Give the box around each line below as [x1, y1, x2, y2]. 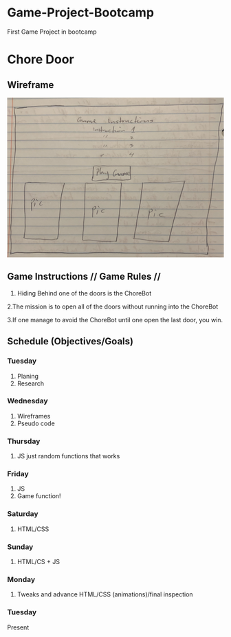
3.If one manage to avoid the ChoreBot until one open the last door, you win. [7, 315, 223, 324]
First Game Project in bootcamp [7, 27, 98, 36]
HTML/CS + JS [16, 558, 60, 566]
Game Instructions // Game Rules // [7, 271, 162, 282]
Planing [16, 372, 39, 380]
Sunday [7, 541, 34, 551]
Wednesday [7, 396, 48, 406]
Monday [7, 574, 36, 584]
